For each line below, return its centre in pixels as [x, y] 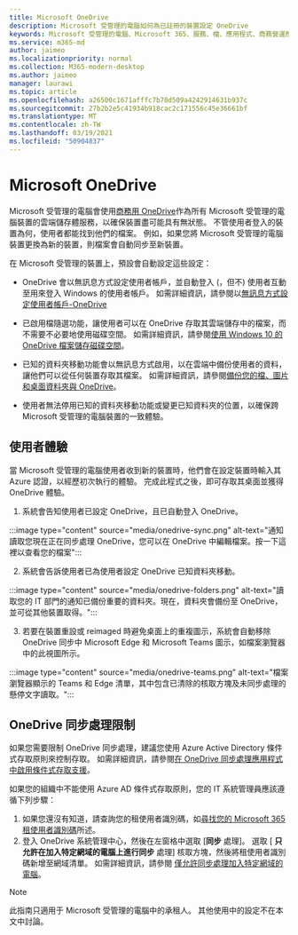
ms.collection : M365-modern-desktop [77, 67]
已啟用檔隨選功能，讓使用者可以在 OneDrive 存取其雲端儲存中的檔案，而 [154, 323]
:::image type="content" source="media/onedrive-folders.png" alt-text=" [143, 590]
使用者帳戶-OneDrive [69, 304]
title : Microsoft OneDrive [59, 17]
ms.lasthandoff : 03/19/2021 [61, 133]
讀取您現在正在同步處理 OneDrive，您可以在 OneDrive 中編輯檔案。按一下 [144, 541]
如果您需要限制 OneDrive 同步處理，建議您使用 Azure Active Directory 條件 [146, 748]
